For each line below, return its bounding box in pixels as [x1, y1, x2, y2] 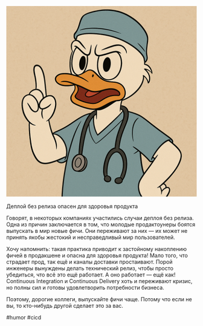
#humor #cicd [6, 314, 42, 321]
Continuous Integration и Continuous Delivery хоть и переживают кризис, [6, 278, 193, 284]
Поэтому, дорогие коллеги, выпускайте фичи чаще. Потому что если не [6, 296, 192, 302]
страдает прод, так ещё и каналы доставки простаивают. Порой [6, 258, 173, 266]
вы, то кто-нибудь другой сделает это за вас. [6, 302, 124, 309]
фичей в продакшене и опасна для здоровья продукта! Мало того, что [6, 252, 188, 259]
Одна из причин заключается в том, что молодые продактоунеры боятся [6, 221, 196, 228]
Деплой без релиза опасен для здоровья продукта [6, 203, 138, 210]
